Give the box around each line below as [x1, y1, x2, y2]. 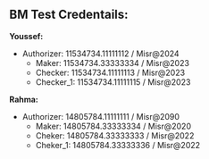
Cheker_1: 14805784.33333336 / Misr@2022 [35, 139, 201, 150]
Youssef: [9, 30, 44, 41]
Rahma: [9, 94, 38, 105]
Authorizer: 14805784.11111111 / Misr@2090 [21, 111, 180, 121]
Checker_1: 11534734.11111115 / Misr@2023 [35, 76, 191, 88]
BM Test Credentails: [9, 7, 129, 22]
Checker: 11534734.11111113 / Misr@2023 [35, 67, 186, 78]
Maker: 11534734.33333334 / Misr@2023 [35, 57, 190, 68]
